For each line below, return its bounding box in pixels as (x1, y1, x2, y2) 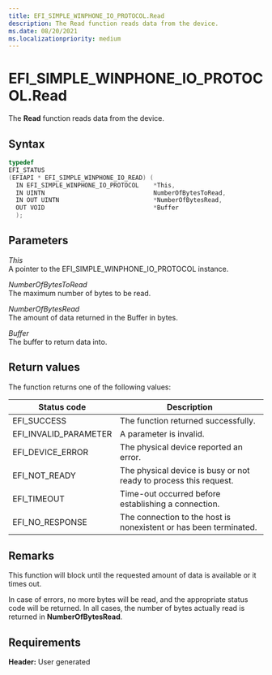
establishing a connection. (120, 498, 220, 509)
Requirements (8, 635, 81, 649)
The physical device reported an (120, 441, 243, 453)
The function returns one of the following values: (8, 382, 172, 392)
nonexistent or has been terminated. (120, 521, 257, 532)
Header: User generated (8, 657, 91, 667)
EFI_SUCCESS (12, 415, 67, 426)
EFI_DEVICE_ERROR (12, 446, 89, 458)
